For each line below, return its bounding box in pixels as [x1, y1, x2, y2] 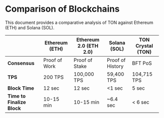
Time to [7, 93, 26, 99]
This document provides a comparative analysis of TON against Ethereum [5, 20, 154, 25]
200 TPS [43, 74, 64, 80]
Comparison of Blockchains [5, 3, 120, 15]
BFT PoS [132, 59, 152, 66]
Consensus [7, 59, 35, 66]
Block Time [7, 84, 34, 91]
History [106, 62, 123, 69]
